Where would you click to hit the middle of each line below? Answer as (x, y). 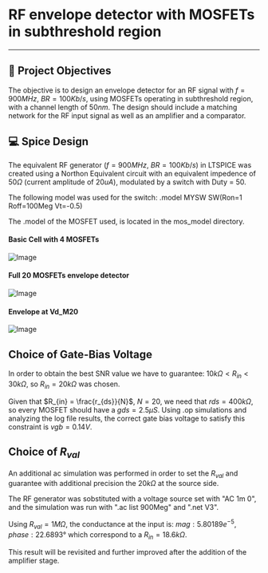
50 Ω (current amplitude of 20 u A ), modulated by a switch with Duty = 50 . (128, 182)
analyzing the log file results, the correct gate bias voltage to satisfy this (127, 418)
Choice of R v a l (44, 452)
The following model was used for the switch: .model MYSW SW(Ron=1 (126, 197)
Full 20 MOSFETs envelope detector (69, 275)
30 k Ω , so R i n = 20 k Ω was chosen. (64, 385)
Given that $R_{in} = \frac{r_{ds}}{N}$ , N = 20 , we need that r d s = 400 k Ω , (131, 401)
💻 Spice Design (49, 142)
